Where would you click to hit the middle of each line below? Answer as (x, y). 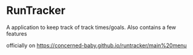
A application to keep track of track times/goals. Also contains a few (91, 27)
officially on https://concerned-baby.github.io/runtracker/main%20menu (97, 45)
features (17, 33)
